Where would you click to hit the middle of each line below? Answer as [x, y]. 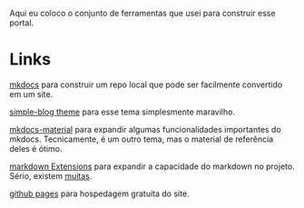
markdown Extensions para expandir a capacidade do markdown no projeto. [152, 166]
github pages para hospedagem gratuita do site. [99, 193]
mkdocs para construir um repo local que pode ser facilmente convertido [146, 84]
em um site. [31, 94]
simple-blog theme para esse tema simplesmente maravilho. [123, 112]
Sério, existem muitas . [51, 175]
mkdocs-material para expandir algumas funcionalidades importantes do [145, 129]
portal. [22, 23]
